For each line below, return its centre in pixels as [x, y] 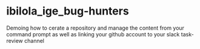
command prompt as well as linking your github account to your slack [93, 34]
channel [34, 41]
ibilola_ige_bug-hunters [68, 11]
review [15, 41]
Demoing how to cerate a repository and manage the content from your [95, 28]
